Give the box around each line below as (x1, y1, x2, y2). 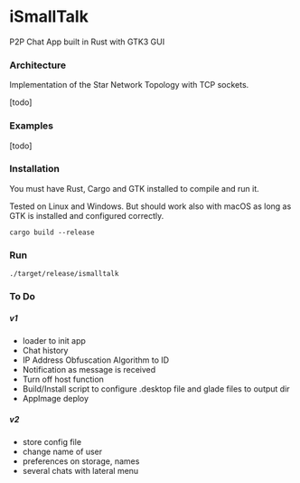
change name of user (22, 446, 103, 457)
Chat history (22, 346, 69, 356)
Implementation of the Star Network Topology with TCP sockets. (9, 80, 249, 90)
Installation (9, 163, 61, 175)
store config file (22, 436, 82, 447)
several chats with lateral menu (22, 465, 139, 476)
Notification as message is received (22, 365, 156, 375)
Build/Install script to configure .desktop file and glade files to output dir (22, 384, 291, 394)
